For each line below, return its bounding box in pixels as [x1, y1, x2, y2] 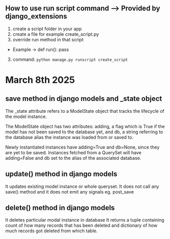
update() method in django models [5, 170, 117, 178]
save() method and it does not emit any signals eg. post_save [5, 188, 134, 195]
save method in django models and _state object [5, 94, 162, 103]
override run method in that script [12, 36, 84, 42]
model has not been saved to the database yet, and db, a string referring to [5, 129, 163, 135]
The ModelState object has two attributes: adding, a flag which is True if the [5, 123, 165, 129]
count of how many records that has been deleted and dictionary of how [5, 222, 158, 229]
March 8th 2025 [5, 74, 75, 86]
